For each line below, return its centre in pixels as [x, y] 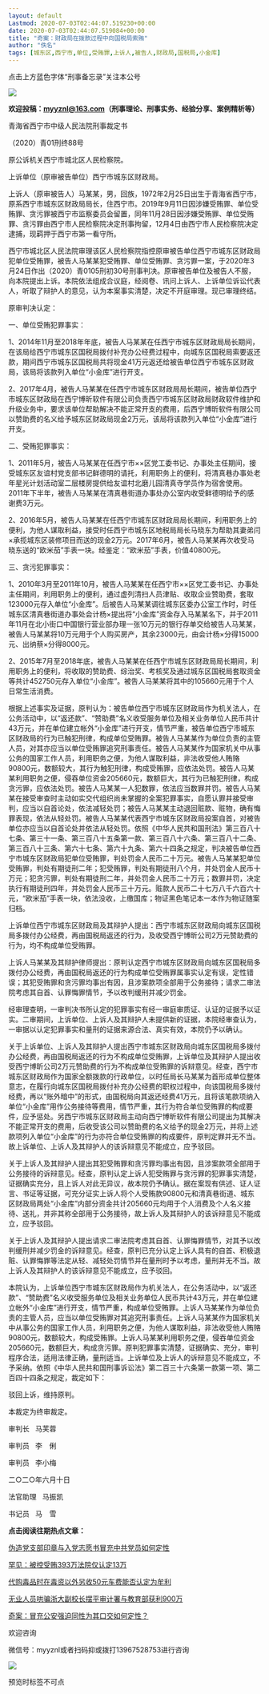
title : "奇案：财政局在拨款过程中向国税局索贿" [78, 38]
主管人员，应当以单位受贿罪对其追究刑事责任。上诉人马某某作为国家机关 [141, 1317]
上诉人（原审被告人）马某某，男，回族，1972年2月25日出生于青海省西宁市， [134, 194]
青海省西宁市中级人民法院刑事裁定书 [68, 126]
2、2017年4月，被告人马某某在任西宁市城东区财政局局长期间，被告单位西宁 [133, 389]
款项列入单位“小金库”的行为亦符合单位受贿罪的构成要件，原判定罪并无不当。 [134, 1136]
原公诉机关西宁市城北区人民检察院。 [68, 160]
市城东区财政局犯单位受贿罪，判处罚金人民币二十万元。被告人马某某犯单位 [138, 858]
